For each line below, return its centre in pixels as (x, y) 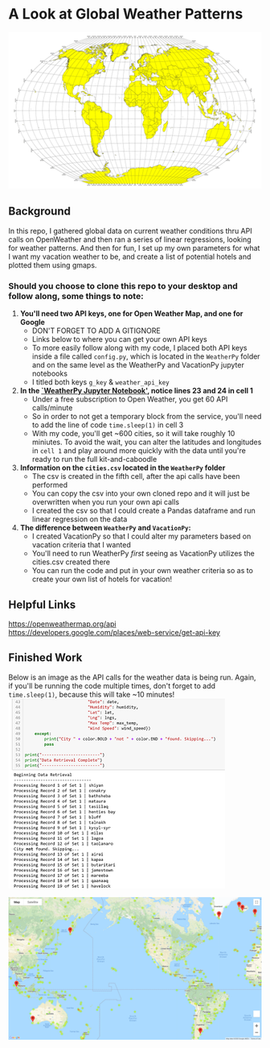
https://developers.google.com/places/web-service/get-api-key (115, 632)
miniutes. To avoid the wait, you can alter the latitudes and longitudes (147, 442)
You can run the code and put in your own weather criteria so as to (142, 571)
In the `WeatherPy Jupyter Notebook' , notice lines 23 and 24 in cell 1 (136, 391)
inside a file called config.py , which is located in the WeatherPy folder (146, 356)
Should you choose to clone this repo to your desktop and (123, 285)
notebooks (50, 374)
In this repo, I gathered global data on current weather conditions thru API (130, 231)
